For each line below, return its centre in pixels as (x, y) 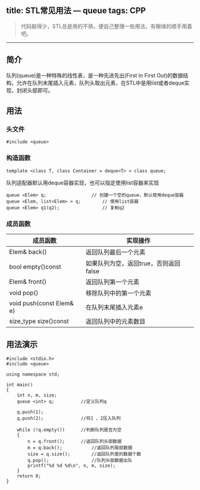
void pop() (24, 293)
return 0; (29, 476)
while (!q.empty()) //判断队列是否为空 (69, 430)
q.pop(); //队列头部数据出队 (80, 460)
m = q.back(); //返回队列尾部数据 (80, 448)
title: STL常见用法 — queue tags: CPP (76, 11)
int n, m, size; (37, 395)
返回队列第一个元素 (112, 282)
